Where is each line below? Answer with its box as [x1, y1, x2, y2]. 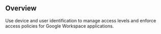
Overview [5, 4, 37, 13]
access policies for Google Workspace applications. [5, 23, 114, 29]
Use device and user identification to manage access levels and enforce [5, 17, 156, 23]
